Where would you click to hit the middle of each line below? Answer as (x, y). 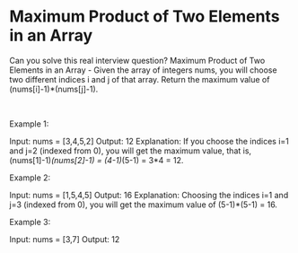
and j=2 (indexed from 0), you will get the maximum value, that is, (131, 151)
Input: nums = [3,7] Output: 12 (65, 239)
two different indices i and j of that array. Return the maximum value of (140, 79)
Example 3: (30, 222)
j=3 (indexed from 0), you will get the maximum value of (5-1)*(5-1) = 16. (144, 205)
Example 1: (29, 124)
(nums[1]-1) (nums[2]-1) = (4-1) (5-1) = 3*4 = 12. (96, 160)
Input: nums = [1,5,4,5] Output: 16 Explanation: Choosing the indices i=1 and (149, 195)
